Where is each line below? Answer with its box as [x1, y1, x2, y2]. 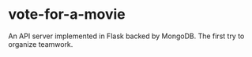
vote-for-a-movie [8, 5, 126, 23]
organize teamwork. [8, 39, 73, 48]
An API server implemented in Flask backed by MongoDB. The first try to [8, 31, 245, 41]
